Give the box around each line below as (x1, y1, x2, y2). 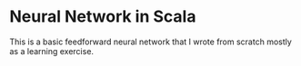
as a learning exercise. (9, 45, 94, 56)
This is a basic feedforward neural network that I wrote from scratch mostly (9, 36, 293, 47)
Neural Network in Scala (9, 6, 196, 27)
